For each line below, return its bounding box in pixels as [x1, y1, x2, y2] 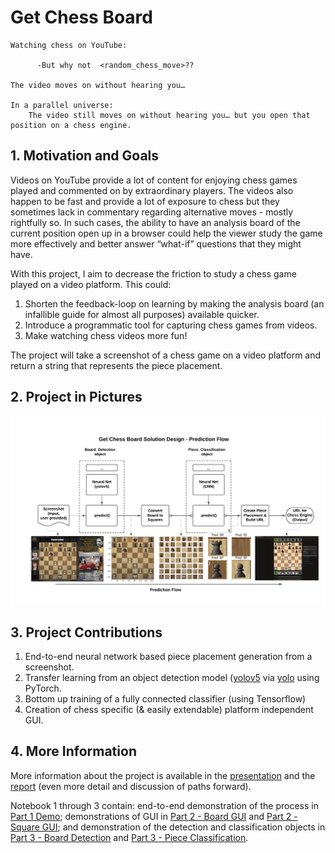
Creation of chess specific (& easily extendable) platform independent [24, 704, 314, 716]
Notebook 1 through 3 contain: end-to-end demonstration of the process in [10, 799, 319, 811]
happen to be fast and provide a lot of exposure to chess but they [10, 195, 280, 207]
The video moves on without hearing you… [10, 80, 186, 90]
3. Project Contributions [10, 624, 163, 641]
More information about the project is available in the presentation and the [10, 769, 316, 781]
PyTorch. [24, 682, 62, 695]
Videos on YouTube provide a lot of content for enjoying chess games [10, 174, 298, 186]
